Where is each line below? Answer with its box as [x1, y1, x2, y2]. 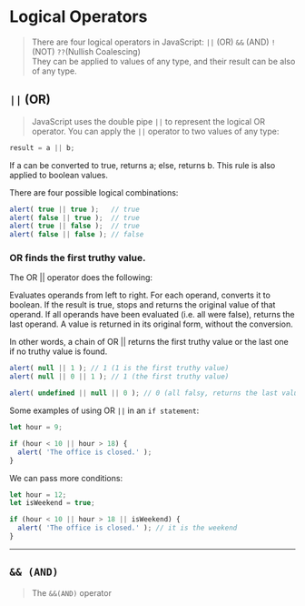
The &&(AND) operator [31, 587, 112, 598]
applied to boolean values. [9, 169, 109, 180]
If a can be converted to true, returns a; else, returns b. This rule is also [9, 159, 276, 170]
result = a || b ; [9, 143, 75, 152]
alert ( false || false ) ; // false [9, 230, 144, 239]
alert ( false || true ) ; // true [9, 213, 141, 222]
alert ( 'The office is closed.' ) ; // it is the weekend [17, 523, 238, 533]
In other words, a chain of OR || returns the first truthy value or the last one [9, 337, 289, 348]
